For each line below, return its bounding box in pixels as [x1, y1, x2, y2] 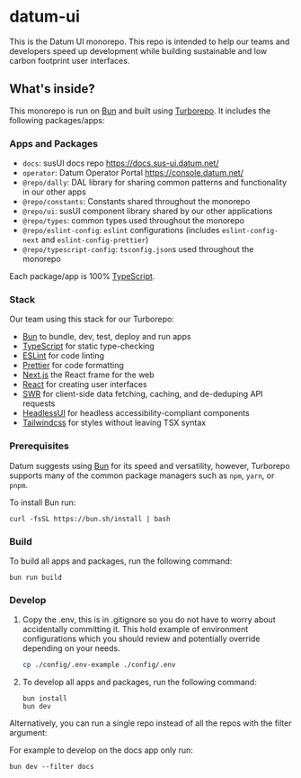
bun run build [9, 573, 63, 582]
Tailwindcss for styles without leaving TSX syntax [22, 417, 207, 429]
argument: [9, 728, 48, 738]
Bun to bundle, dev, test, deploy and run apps [22, 331, 191, 342]
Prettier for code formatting [22, 360, 124, 371]
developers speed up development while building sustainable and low [9, 45, 268, 56]
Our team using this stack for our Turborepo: [9, 313, 175, 325]
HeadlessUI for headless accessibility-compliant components [22, 408, 250, 419]
